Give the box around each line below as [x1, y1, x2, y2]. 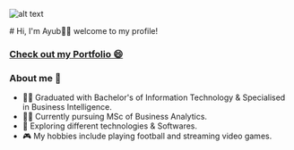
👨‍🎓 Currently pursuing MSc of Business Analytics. [22, 112, 208, 122]
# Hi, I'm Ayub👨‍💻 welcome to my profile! [9, 26, 159, 36]
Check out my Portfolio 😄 [9, 47, 124, 60]
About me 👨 [9, 71, 61, 84]
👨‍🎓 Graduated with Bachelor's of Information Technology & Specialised [22, 92, 286, 103]
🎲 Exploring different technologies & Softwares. [22, 121, 198, 131]
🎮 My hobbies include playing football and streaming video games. [22, 130, 272, 142]
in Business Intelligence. [22, 102, 112, 112]
